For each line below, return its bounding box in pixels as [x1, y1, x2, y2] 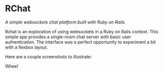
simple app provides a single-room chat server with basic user [5, 34, 131, 40]
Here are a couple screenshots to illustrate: [5, 53, 92, 59]
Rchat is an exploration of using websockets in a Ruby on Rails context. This [5, 28, 159, 34]
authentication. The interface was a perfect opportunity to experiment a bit [5, 39, 156, 45]
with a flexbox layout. [5, 44, 48, 50]
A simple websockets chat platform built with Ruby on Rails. [5, 19, 126, 25]
